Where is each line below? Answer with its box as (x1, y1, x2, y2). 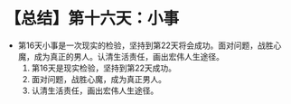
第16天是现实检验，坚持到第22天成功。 (31, 62, 177, 73)
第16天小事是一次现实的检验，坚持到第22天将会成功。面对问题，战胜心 (17, 40, 282, 51)
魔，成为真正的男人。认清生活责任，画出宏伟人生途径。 (17, 51, 224, 61)
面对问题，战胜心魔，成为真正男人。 (31, 73, 167, 84)
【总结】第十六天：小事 (5, 8, 180, 29)
